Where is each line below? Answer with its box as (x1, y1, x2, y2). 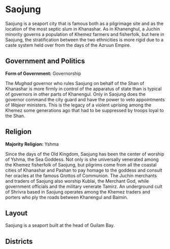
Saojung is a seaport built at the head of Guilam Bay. (5, 223, 115, 229)
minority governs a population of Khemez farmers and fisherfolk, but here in (5, 31, 164, 37)
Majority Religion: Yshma (5, 141, 59, 147)
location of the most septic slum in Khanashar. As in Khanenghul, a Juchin (5, 25, 160, 32)
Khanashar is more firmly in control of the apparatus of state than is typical (5, 86, 162, 92)
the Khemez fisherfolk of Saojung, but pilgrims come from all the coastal (5, 161, 157, 168)
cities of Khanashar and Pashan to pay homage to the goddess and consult (5, 167, 162, 173)
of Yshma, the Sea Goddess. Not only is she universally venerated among (5, 156, 159, 162)
